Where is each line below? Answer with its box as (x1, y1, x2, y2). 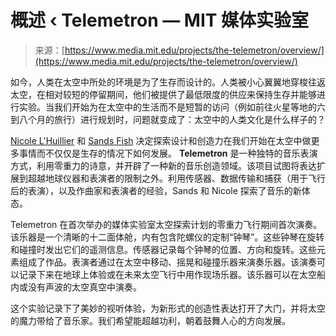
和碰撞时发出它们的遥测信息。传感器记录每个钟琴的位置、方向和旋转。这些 (10, 243, 317, 255)
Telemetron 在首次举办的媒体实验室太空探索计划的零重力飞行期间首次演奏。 (10, 218, 323, 230)
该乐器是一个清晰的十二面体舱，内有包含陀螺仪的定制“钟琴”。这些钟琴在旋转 (10, 231, 325, 243)
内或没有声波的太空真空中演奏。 (10, 281, 142, 293)
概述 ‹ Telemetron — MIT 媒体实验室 (10, 9, 310, 32)
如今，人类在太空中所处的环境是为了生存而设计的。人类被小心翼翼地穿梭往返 (10, 76, 326, 88)
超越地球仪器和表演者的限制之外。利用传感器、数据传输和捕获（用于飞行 (27, 172, 326, 184)
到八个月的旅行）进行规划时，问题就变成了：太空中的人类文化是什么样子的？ (10, 113, 326, 125)
